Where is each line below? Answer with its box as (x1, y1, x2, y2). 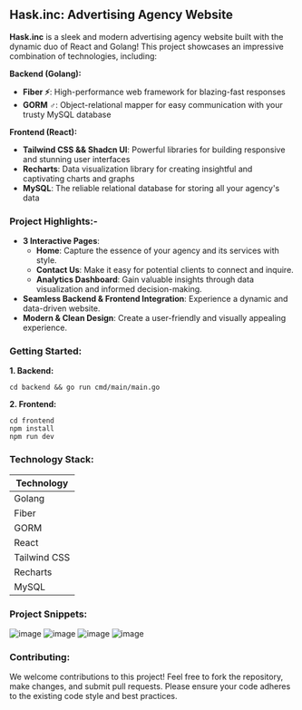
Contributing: (9, 650, 71, 663)
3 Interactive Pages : (22, 236, 100, 247)
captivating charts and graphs (22, 172, 135, 184)
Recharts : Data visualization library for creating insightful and (22, 163, 253, 174)
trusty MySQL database (22, 109, 112, 120)
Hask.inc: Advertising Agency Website (9, 7, 234, 23)
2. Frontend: (9, 399, 57, 410)
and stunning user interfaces (22, 153, 131, 164)
